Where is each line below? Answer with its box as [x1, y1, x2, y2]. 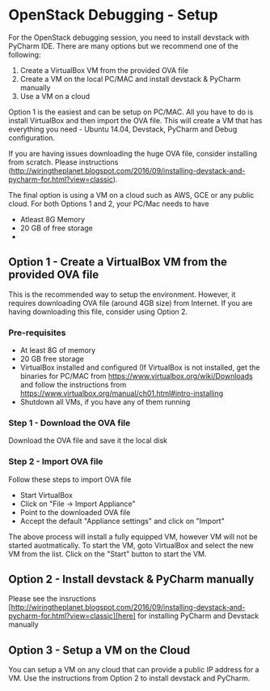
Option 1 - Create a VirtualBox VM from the [8, 255, 228, 269]
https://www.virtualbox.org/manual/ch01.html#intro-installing [19, 388, 224, 398]
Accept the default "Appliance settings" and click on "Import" [19, 516, 225, 526]
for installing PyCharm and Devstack [137, 611, 259, 621]
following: [8, 49, 41, 59]
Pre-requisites [8, 327, 66, 338]
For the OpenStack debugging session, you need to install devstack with [8, 32, 250, 42]
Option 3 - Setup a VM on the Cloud [8, 643, 191, 657]
